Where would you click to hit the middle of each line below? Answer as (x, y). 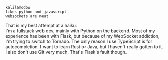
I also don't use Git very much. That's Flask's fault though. (66, 52)
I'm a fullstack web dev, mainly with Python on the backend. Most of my (80, 31)
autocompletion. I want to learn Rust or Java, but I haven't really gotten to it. (84, 47)
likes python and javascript (36, 12)
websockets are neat (27, 16)
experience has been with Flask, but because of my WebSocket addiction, (82, 36)
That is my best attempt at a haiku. (41, 25)
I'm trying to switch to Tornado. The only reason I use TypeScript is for (79, 41)
